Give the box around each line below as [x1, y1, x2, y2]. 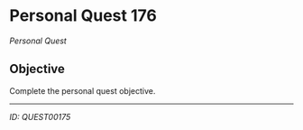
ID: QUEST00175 [9, 111, 71, 122]
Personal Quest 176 [9, 5, 158, 26]
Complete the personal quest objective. [9, 85, 156, 96]
